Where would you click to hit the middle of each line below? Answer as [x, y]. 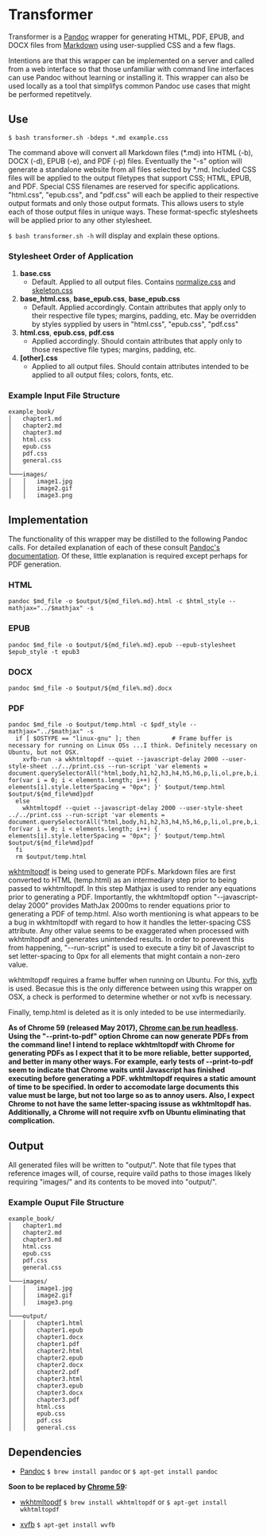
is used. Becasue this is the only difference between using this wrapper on [130, 989]
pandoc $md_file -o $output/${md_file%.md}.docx [90, 689]
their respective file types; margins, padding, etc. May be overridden [144, 316]
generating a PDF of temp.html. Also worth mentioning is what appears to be [133, 914]
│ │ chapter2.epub [46, 1358]
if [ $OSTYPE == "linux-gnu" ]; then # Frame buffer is [124, 739]
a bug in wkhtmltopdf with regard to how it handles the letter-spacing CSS [130, 922]
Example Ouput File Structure [66, 1203]
